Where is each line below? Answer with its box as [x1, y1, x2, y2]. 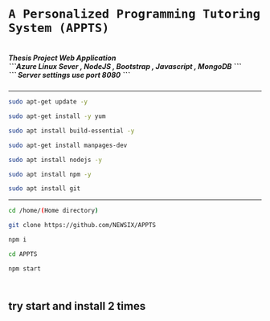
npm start [8, 264, 42, 273]
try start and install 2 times [8, 299, 146, 313]
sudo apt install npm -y [8, 170, 92, 178]
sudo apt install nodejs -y [8, 156, 103, 164]
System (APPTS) [8, 21, 110, 36]
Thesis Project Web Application [8, 53, 117, 63]
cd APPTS [8, 250, 38, 258]
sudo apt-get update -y [8, 98, 88, 106]
